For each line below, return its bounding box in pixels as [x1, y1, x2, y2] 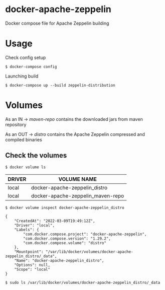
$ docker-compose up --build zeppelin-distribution [5, 83, 115, 88]
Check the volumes [5, 151, 67, 160]
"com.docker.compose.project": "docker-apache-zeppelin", [23, 232, 147, 237]
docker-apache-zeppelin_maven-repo [31, 192, 124, 199]
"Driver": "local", [14, 223, 55, 228]
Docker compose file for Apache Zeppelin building [5, 20, 109, 26]
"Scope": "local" [14, 267, 51, 272]
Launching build [5, 73, 39, 79]
